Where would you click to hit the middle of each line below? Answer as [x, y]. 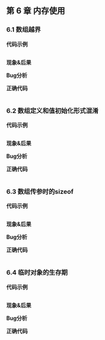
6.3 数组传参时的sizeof [40, 191]
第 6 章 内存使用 [36, 11]
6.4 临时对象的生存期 [37, 273]
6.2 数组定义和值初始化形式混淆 [52, 110]
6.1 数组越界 [24, 30]
